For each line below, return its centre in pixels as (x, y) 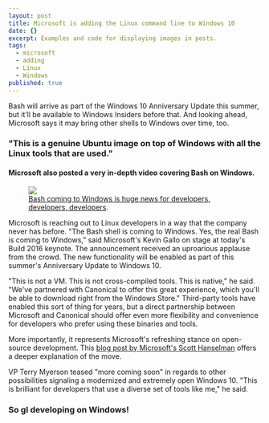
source (20, 348)
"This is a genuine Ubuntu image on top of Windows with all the (134, 144)
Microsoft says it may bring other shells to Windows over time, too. (119, 123)
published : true (35, 83)
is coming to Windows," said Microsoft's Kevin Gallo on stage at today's (127, 240)
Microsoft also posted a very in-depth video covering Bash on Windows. (132, 173)
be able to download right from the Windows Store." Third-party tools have (132, 298)
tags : (17, 46)
